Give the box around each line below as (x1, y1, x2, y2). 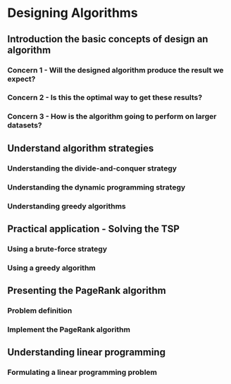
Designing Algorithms (7, 5, 139, 21)
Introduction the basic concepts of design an (7, 33, 208, 45)
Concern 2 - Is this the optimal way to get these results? (7, 93, 203, 103)
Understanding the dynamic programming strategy (7, 182, 186, 192)
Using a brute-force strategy (7, 244, 108, 254)
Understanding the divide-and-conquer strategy (7, 163, 177, 173)
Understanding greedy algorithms (7, 201, 127, 211)
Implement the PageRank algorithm (7, 324, 130, 334)
